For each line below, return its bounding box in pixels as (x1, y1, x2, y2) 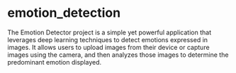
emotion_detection (7, 5, 121, 21)
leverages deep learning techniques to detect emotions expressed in (7, 35, 208, 44)
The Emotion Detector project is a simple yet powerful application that (7, 28, 211, 36)
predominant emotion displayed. (7, 58, 102, 66)
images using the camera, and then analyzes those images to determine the (7, 51, 229, 59)
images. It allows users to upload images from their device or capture (7, 43, 210, 51)
